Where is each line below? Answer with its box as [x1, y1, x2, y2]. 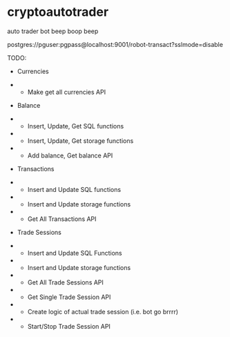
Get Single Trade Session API [27, 293, 111, 301]
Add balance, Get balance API [27, 151, 113, 160]
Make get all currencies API [27, 88, 106, 96]
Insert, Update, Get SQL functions [27, 122, 124, 130]
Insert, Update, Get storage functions [27, 136, 134, 145]
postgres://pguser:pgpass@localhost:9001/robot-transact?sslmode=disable [7, 40, 223, 48]
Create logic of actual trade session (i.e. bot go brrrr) [27, 307, 178, 316]
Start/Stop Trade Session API [27, 322, 111, 330]
